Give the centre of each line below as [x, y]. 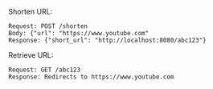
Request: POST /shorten [48, 26]
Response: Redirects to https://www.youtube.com [91, 77]
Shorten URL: [31, 12]
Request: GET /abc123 [45, 70]
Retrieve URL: [31, 55]
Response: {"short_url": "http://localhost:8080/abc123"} [107, 40]
